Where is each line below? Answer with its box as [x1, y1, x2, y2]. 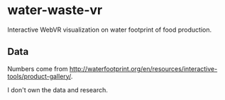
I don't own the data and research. [7, 85, 109, 94]
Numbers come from [7, 64, 69, 73]
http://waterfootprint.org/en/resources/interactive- [70, 64, 218, 73]
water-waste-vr [7, 2, 103, 18]
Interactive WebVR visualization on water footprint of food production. [7, 25, 212, 34]
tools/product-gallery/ [7, 72, 72, 80]
